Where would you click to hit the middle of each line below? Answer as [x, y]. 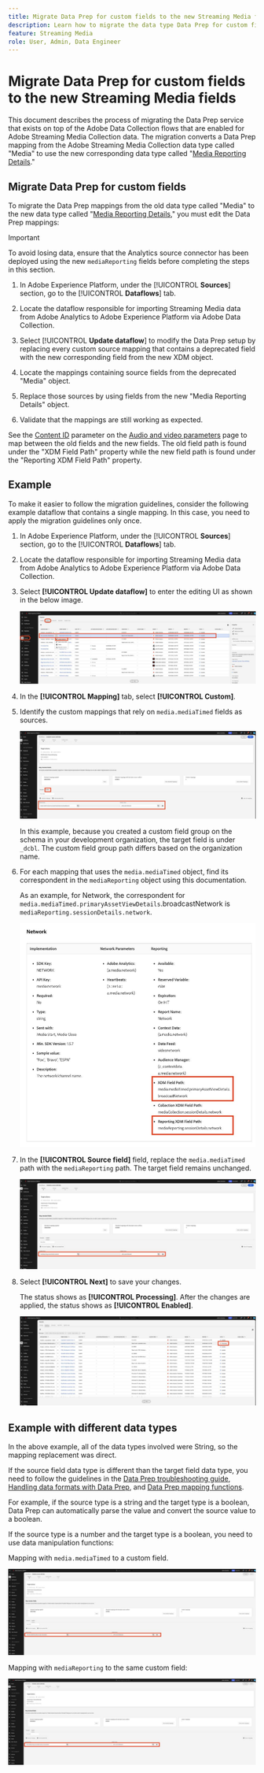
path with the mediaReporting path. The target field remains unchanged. [135, 1168]
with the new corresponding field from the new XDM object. [116, 357]
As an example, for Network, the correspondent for [102, 896]
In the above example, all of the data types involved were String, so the [123, 1446]
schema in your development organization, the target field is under [127, 840]
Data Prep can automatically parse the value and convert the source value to [132, 1510]
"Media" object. [45, 381]
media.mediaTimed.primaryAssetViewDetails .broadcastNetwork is [125, 904]
